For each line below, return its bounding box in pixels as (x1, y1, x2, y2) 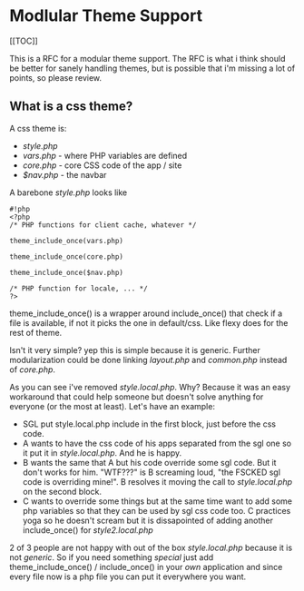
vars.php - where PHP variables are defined (22, 150, 188, 161)
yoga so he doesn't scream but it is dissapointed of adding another (22, 515, 274, 526)
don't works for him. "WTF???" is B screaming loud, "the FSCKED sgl (22, 467, 281, 478)
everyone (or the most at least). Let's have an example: (9, 400, 216, 411)
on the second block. (22, 486, 103, 497)
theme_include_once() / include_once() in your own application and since (9, 561, 283, 572)
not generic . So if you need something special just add (9, 551, 214, 563)
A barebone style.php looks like (9, 187, 128, 198)
